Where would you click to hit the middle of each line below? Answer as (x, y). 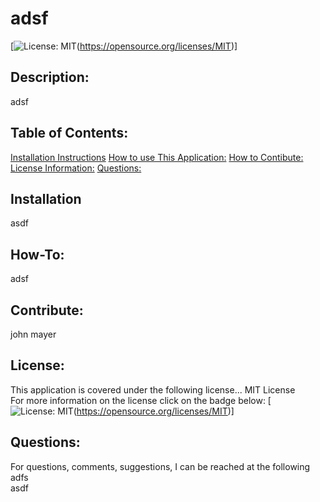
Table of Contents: (69, 133)
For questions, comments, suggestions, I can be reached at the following (160, 466)
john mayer (33, 334)
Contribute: (47, 310)
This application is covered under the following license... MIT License (153, 389)
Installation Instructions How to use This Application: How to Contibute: (157, 157)
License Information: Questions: (76, 168)
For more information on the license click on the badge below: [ (141, 400)
